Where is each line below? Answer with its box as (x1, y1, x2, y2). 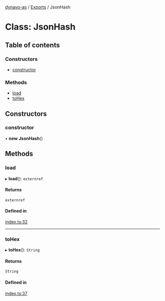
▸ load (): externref (5, 175, 43, 181)
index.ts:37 (5, 290, 28, 296)
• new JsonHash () (5, 135, 43, 141)
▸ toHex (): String (5, 247, 40, 253)
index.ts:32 (5, 219, 28, 225)
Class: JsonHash (5, 22, 76, 32)
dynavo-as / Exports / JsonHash (5, 4, 71, 10)
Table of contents (5, 41, 60, 49)
